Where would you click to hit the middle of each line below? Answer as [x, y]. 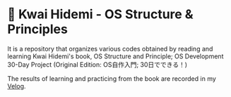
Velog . [17, 86]
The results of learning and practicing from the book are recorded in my [112, 78]
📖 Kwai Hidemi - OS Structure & [100, 14]
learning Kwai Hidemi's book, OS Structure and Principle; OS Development [115, 56]
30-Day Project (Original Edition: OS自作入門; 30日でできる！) [97, 64]
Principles [38, 29]
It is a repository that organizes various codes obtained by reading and [110, 48]
